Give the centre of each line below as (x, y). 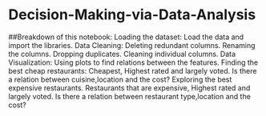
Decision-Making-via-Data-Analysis (132, 15)
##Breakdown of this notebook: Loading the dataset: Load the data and (126, 37)
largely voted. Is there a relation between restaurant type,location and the (129, 96)
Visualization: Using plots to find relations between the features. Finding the (133, 62)
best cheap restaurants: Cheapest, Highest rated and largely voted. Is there (133, 70)
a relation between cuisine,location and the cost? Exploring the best (120, 79)
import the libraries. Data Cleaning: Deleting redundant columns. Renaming (132, 45)
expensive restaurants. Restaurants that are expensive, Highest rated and (129, 88)
